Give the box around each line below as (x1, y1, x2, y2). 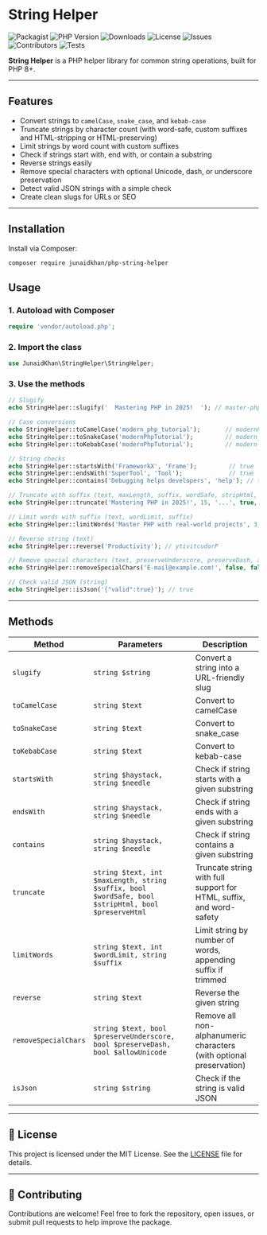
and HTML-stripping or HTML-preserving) (19, 133, 157, 142)
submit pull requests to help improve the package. (8, 1218, 172, 1227)
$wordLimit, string (93, 950, 167, 959)
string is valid (195, 1082, 245, 1093)
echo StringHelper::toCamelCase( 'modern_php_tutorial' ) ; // (8, 425, 233, 434)
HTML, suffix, (195, 891, 246, 903)
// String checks (8, 455, 66, 463)
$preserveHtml (93, 907, 147, 916)
